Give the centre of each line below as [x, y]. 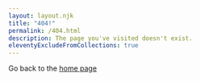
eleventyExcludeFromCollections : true [73, 46]
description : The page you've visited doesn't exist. [101, 38]
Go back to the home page [53, 68]
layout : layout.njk [41, 16]
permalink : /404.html [45, 30]
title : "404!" [32, 23]
